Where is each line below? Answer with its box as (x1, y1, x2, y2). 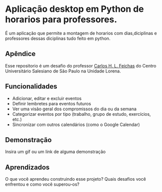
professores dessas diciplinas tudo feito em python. (5, 35, 111, 41)
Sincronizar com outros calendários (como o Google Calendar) (12, 122, 140, 128)
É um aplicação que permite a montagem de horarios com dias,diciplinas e (5, 30, 157, 36)
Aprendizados (5, 163, 50, 171)
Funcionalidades (5, 82, 58, 91)
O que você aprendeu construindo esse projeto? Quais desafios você (5, 176, 146, 182)
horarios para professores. (5, 14, 118, 25)
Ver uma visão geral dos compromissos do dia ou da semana (12, 106, 137, 112)
